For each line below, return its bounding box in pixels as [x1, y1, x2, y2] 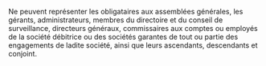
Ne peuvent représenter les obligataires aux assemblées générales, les [8, 7, 243, 16]
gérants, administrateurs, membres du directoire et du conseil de [8, 15, 223, 25]
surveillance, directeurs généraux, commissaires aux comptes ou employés [8, 24, 259, 33]
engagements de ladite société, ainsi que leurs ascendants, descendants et [8, 41, 259, 50]
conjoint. [8, 49, 38, 58]
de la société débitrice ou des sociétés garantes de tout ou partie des [8, 32, 239, 41]
